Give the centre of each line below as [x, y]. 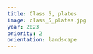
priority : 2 [25, 33]
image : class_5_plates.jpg [47, 20]
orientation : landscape [42, 40]
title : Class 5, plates [42, 14]
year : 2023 [23, 27]
